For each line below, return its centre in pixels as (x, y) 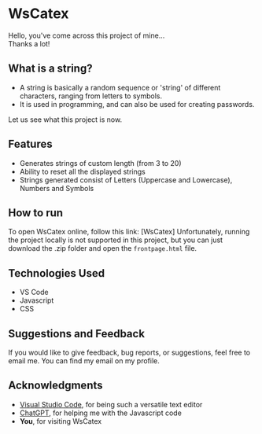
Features (30, 144)
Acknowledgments (56, 386)
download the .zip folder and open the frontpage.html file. (103, 248)
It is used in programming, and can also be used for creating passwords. (137, 104)
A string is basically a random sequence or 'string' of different (120, 87)
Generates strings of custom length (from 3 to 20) (101, 163)
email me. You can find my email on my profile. (84, 361)
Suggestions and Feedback (77, 334)
